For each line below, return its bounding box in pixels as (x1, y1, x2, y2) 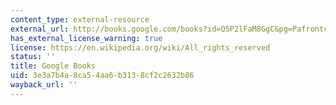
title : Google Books (10, 61, 97, 71)
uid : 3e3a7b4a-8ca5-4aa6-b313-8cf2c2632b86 (10, 71, 195, 81)
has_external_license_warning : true (10, 33, 163, 43)
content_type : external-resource (10, 14, 150, 25)
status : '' (10, 52, 56, 62)
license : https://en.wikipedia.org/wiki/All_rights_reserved (10, 42, 271, 53)
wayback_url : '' (10, 80, 78, 90)
